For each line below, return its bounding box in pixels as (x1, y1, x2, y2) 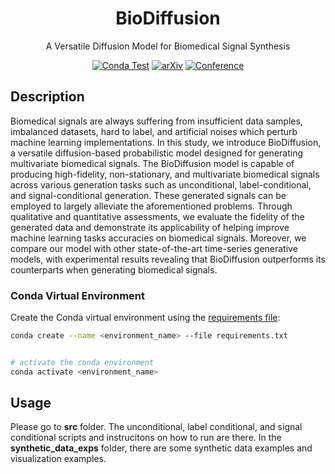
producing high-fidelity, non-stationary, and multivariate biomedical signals (10, 168, 320, 180)
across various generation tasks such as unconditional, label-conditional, (10, 178, 312, 191)
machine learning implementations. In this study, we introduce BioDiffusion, (10, 136, 322, 148)
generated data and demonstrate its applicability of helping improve (10, 221, 290, 233)
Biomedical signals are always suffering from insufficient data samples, (10, 115, 303, 127)
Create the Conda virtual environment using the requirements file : (10, 312, 281, 324)
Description (10, 88, 85, 106)
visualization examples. (10, 453, 107, 465)
